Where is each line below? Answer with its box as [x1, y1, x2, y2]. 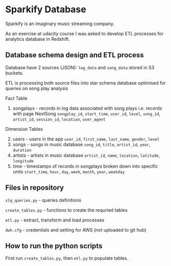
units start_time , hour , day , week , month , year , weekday [12, 168, 125, 175]
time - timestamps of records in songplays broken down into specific [12, 163, 158, 169]
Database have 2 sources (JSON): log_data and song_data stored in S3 [5, 64, 155, 70]
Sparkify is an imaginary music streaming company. [5, 21, 115, 27]
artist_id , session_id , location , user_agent [12, 116, 106, 122]
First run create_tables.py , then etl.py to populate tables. [5, 255, 129, 261]
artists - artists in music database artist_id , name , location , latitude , [12, 152, 160, 158]
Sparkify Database [5, 4, 87, 15]
